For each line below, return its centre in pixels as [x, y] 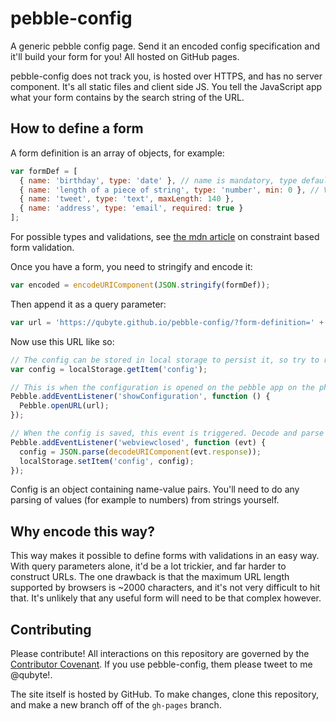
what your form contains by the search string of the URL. [127, 97]
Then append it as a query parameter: [88, 304]
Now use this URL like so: [62, 341]
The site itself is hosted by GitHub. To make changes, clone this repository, [164, 694]
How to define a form [77, 128]
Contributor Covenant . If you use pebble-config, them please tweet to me [161, 664]
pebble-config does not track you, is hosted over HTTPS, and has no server [166, 76]
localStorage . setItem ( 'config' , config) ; [107, 461]
